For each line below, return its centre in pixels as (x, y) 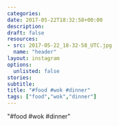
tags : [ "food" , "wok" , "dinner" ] (52, 97)
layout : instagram (33, 59)
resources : (23, 39)
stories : (20, 77)
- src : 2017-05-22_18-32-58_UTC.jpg (60, 45)
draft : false (26, 33)
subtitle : (21, 84)
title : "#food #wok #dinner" (49, 90)
